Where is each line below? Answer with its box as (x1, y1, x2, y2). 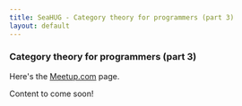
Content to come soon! (9, 88, 94, 99)
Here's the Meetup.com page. (9, 70, 120, 81)
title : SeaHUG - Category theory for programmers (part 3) (9, 12, 235, 22)
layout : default (9, 21, 70, 30)
